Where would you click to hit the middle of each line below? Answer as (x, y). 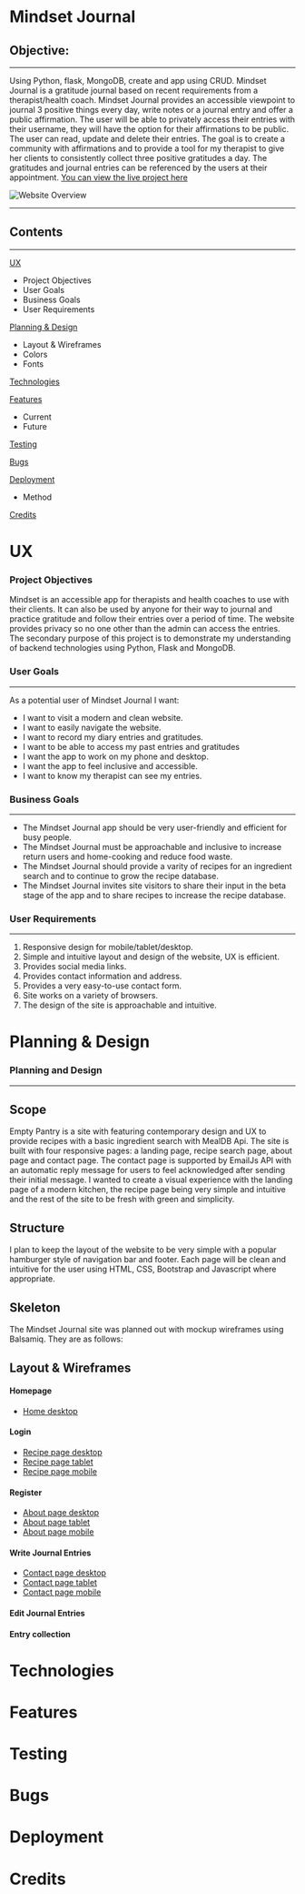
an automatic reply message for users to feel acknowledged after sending (148, 1170)
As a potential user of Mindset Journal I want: (94, 700)
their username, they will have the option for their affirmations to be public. (149, 129)
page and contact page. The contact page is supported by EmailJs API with (151, 1160)
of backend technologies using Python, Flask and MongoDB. (123, 648)
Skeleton (35, 1307)
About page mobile (58, 1532)
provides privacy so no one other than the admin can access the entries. (145, 629)
